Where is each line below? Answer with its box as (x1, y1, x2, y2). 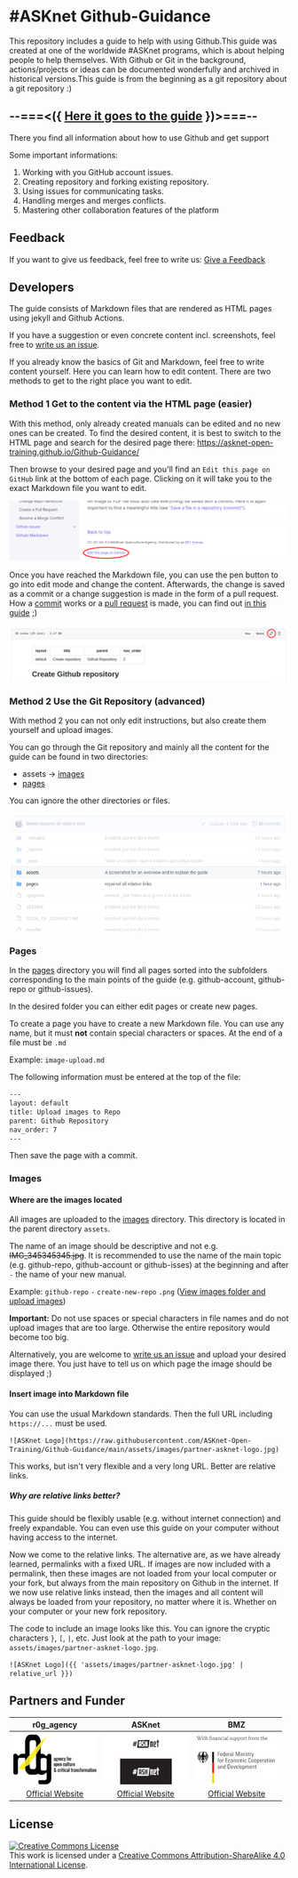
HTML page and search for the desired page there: (9, 437, 195, 447)
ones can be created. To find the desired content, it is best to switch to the (9, 427, 282, 438)
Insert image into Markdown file (9, 1388, 129, 1398)
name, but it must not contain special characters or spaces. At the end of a (9, 1028, 283, 1038)
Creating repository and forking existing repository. (21, 176, 209, 187)
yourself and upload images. (9, 725, 114, 736)
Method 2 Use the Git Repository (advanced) (9, 695, 206, 707)
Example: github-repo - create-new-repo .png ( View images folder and (9, 1286, 266, 1297)
